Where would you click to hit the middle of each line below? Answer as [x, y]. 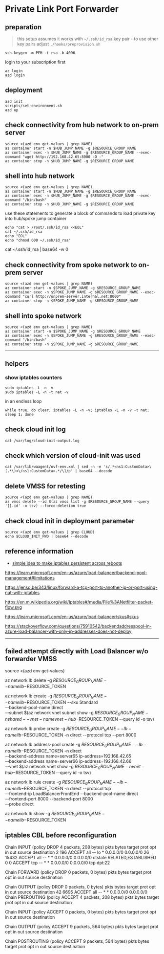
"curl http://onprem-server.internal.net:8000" [72, 297]
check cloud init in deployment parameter [70, 521]
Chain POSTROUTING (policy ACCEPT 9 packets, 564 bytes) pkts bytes [77, 941]
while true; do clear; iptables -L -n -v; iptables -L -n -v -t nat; [77, 410]
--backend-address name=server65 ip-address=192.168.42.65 [68, 756]
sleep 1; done [20, 414]
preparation [23, 27]
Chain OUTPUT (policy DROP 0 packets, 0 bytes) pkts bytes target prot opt [81, 887]
